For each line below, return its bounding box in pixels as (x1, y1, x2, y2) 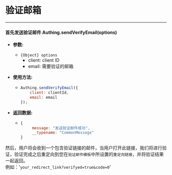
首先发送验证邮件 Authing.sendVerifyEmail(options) (5, 29, 117, 35)
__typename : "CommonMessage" (32, 130, 94, 136)
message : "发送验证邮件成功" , (32, 125, 91, 130)
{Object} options (20, 53, 58, 58)
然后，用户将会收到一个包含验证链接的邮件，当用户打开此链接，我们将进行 (5, 145, 162, 151)
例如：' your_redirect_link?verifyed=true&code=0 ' (5, 164, 111, 170)
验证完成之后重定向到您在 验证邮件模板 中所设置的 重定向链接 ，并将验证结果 (14, 151, 164, 158)
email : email (30, 95, 58, 100)
